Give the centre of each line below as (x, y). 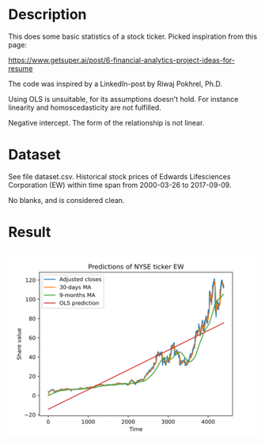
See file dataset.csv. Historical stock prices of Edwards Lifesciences (119, 176)
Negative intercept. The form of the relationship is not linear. (106, 122)
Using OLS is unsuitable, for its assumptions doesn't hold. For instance (123, 99)
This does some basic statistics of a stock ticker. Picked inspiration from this (133, 36)
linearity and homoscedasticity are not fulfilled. (85, 107)
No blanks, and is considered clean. (66, 200)
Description (47, 15)
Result (30, 233)
